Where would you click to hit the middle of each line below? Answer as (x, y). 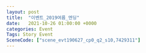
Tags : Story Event (30, 35)
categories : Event (30, 29)
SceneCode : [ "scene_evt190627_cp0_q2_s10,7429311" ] (73, 40)
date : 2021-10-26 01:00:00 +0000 (52, 23)
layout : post (23, 12)
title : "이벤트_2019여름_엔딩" (43, 18)
